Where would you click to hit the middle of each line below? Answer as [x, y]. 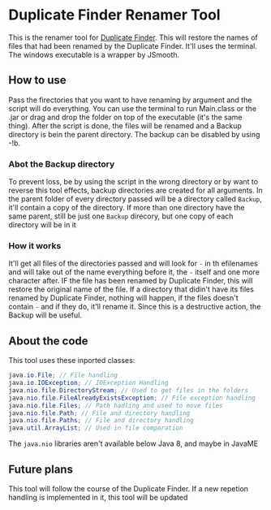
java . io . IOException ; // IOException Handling [88, 383]
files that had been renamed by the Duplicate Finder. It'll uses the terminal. [133, 45]
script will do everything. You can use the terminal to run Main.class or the [133, 108]
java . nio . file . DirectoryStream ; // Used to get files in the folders [129, 390]
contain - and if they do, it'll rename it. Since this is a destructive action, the [135, 307]
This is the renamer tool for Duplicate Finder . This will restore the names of [133, 37]
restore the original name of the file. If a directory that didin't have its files [131, 289]
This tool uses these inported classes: [72, 361]
